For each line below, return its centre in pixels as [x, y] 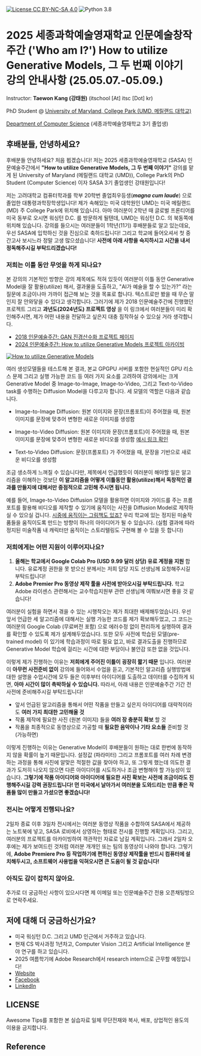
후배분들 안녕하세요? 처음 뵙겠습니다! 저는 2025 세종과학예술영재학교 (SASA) [96, 160]
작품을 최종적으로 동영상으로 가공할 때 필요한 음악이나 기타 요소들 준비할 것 [101, 727]
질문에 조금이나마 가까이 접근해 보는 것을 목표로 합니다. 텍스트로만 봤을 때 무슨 [97, 294]
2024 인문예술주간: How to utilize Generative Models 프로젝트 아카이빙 [100, 345]
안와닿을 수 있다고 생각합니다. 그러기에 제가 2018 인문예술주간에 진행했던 [109, 302]
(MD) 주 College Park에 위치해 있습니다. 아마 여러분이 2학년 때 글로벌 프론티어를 [101, 210]
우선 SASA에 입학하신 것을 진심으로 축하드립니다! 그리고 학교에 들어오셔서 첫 [95, 233]
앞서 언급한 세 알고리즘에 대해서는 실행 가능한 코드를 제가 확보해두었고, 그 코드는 [100, 619]
